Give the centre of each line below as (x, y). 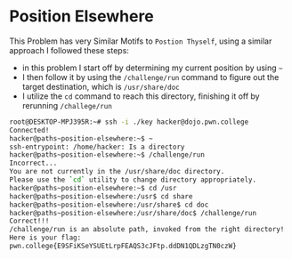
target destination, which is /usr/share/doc (101, 86)
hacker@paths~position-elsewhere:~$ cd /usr (93, 188)
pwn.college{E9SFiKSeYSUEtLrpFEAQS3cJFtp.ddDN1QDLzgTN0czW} (123, 247)
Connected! (29, 130)
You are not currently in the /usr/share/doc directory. (117, 172)
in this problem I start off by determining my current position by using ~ (152, 68)
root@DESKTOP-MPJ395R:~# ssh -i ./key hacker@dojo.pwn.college (129, 122)
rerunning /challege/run (67, 105)
